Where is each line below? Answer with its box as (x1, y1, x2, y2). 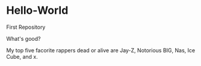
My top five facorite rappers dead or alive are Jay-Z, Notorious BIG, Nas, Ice (6, 46, 196, 54)
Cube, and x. (6, 53, 38, 60)
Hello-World (6, 4, 69, 17)
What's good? (6, 35, 41, 42)
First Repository (6, 23, 46, 31)
